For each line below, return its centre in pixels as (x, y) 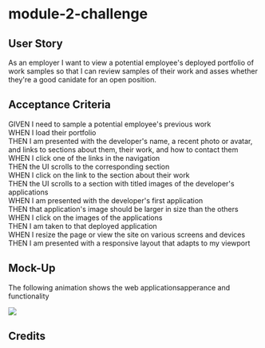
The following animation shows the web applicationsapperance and (119, 287)
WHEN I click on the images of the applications (85, 218)
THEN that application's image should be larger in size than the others (123, 209)
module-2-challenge (78, 14)
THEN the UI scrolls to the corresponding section (89, 166)
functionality (29, 296)
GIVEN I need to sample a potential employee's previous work (110, 124)
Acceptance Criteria (59, 105)
